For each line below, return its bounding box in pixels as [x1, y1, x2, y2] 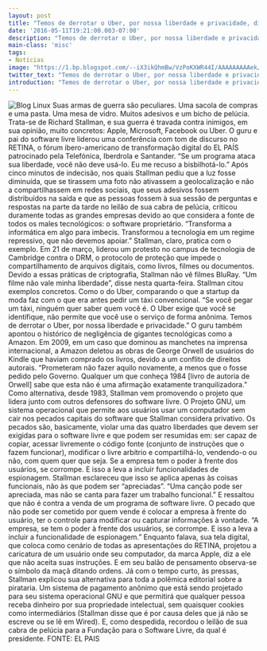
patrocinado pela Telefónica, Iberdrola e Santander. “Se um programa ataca [8, 151, 256, 160]
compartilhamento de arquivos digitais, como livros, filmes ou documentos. [8, 261, 254, 271]
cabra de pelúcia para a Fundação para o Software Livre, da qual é [8, 625, 226, 634]
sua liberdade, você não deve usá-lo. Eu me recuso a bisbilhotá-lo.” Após [8, 159, 249, 169]
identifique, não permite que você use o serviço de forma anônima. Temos [8, 312, 253, 321]
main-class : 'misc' [8, 41, 73, 49]
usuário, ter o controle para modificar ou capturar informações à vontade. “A [8, 515, 259, 524]
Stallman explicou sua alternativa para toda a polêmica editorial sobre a [8, 575, 242, 584]
